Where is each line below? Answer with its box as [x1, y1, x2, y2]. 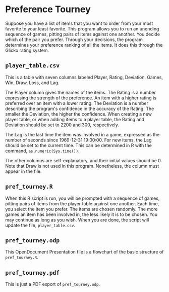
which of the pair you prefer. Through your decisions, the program [5, 36, 143, 43]
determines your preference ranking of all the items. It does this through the [5, 42, 163, 48]
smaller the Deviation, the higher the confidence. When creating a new [5, 111, 152, 117]
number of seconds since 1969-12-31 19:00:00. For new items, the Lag [5, 137, 152, 143]
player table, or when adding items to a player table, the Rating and [5, 116, 145, 122]
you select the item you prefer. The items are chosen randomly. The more [5, 206, 158, 212]
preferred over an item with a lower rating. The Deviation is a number [5, 100, 149, 106]
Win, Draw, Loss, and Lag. [5, 80, 60, 86]
